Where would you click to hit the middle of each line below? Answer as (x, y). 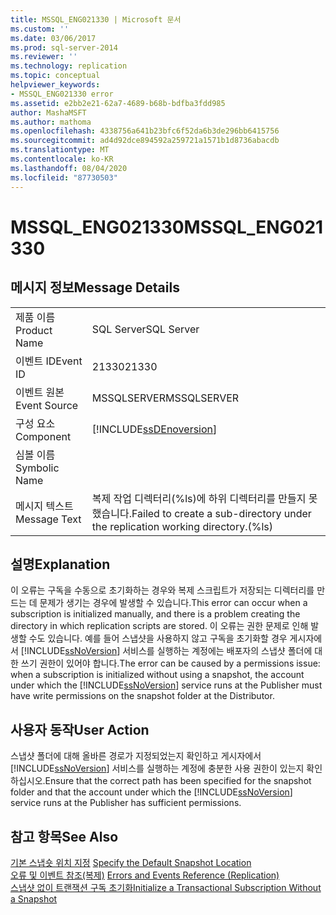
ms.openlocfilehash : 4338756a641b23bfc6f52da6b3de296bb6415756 (145, 131)
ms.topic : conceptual (55, 76)
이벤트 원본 (40, 392)
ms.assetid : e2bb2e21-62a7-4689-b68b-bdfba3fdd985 (118, 103)
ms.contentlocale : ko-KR (62, 159)
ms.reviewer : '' (44, 57)
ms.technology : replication (69, 66)
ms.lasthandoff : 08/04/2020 (69, 168)
